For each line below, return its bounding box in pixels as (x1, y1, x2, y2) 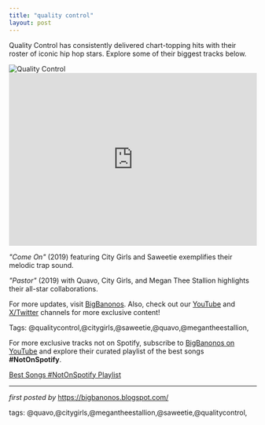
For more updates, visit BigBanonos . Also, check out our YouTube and (9, 299, 235, 309)
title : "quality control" (9, 11, 94, 20)
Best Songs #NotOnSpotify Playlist (9, 370, 121, 379)
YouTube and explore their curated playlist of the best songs (9, 346, 204, 356)
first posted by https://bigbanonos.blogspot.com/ (9, 392, 169, 401)
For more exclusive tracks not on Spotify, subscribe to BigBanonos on (9, 338, 235, 347)
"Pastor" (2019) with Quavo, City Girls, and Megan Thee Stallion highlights (9, 276, 250, 285)
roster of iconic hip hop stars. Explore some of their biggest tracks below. (9, 49, 247, 58)
